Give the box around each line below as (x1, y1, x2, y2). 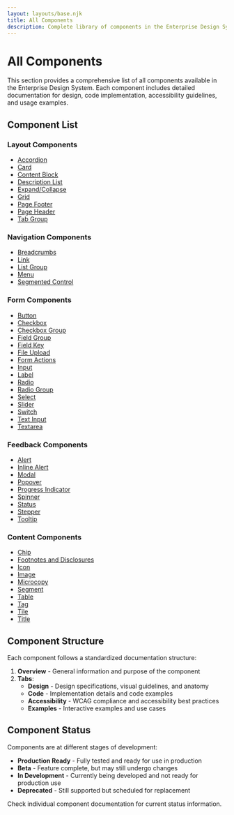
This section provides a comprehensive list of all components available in (7, 76, 217, 84)
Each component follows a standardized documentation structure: (7, 654, 197, 661)
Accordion (17, 156, 47, 164)
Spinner (17, 493, 40, 501)
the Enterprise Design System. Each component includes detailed (7, 84, 196, 92)
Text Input (17, 414, 47, 423)
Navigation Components (7, 232, 92, 241)
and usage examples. (7, 98, 69, 107)
